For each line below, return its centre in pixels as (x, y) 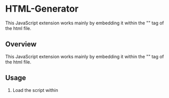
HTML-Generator (42, 9)
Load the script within (35, 90)
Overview (21, 44)
